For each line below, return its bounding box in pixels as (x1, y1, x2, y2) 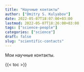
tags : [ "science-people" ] (5, 25, 57, 30)
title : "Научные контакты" (5, 7, 60, 12)
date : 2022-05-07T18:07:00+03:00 (5, 16, 73, 21)
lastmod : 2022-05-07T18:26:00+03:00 (5, 20, 79, 26)
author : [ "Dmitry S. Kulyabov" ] (5, 12, 70, 17)
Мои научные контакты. (5, 52, 55, 58)
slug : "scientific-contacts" (5, 39, 64, 44)
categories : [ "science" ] (5, 30, 55, 35)
